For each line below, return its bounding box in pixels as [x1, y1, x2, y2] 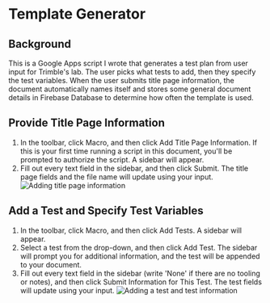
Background [8, 37, 71, 51]
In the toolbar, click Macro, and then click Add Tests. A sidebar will [19, 225, 243, 235]
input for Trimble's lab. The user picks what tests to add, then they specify [8, 67, 256, 77]
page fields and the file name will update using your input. [19, 171, 214, 182]
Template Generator [8, 5, 146, 23]
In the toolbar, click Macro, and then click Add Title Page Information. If [19, 137, 257, 147]
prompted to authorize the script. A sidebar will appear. [19, 154, 205, 164]
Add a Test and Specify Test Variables [8, 204, 204, 218]
